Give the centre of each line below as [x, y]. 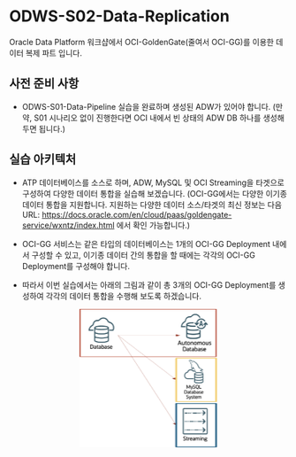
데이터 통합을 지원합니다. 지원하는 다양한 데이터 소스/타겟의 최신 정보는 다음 [152, 205]
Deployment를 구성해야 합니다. [76, 266]
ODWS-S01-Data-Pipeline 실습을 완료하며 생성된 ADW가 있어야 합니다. [146, 106]
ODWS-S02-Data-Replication [119, 16]
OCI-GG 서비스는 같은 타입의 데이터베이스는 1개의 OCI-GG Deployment [146, 244]
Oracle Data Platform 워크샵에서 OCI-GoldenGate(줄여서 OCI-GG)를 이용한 [141, 42]
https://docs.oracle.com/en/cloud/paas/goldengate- [137, 214]
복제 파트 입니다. [53, 53]
